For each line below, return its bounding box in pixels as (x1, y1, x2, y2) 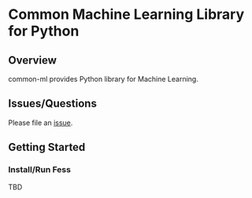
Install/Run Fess (8, 164, 71, 175)
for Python (8, 22, 80, 40)
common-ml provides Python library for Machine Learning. (8, 75, 198, 83)
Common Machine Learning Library (8, 5, 245, 24)
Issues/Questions (8, 97, 97, 111)
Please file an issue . (8, 118, 73, 127)
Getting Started (8, 141, 86, 154)
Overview (8, 53, 57, 67)
